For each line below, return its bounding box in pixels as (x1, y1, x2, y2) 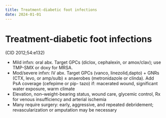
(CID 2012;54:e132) (5, 50, 45, 56)
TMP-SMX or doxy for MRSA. (12, 65, 73, 71)
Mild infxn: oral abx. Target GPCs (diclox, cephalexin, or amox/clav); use (12, 59, 161, 65)
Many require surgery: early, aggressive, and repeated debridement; (12, 102, 154, 108)
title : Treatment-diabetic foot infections (5, 7, 97, 12)
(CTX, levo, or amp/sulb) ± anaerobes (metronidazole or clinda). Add (12, 75, 154, 81)
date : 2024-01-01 (5, 12, 41, 17)
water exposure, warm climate (12, 86, 75, 92)
